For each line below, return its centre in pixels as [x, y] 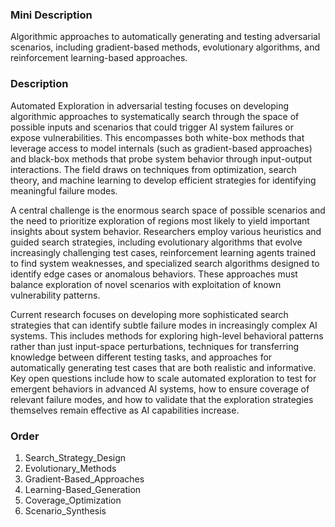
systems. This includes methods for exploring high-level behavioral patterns [167, 335]
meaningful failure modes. [64, 190]
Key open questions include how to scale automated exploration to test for [163, 378]
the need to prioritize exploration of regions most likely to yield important [160, 220]
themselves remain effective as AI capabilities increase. [125, 410]
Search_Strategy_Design [75, 457]
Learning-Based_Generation [83, 489]
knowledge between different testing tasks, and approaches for [141, 357]
